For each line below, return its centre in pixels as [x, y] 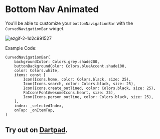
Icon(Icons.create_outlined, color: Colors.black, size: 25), [90, 88]
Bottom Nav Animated [52, 9]
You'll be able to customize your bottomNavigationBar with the [69, 23]
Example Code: [21, 48]
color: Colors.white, [37, 71]
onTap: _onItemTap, [35, 110]
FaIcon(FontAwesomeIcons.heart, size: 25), [69, 92]
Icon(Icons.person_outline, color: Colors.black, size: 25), [89, 97]
